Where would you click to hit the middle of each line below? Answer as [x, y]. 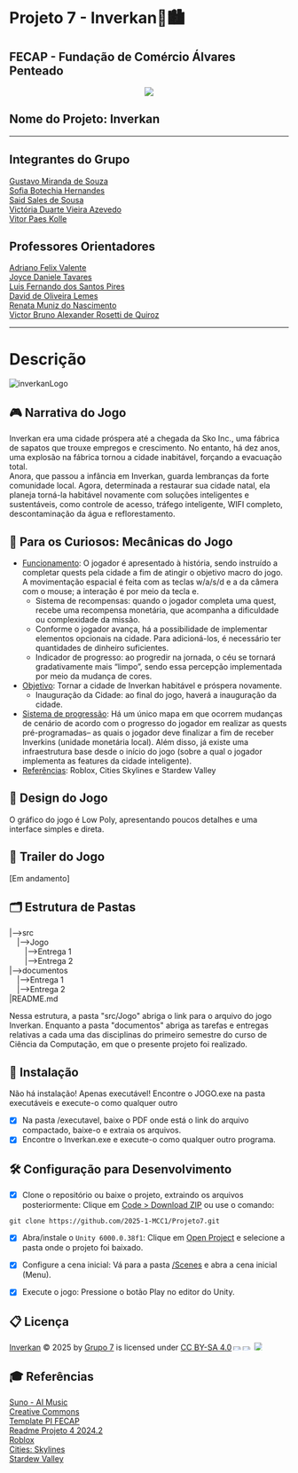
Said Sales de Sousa [47, 200]
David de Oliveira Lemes [54, 296]
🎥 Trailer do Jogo [57, 857]
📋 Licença [39, 1322]
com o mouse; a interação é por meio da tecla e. [110, 591]
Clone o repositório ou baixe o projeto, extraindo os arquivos [133, 1195]
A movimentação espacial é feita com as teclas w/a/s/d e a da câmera [150, 582]
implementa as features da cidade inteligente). [107, 761]
